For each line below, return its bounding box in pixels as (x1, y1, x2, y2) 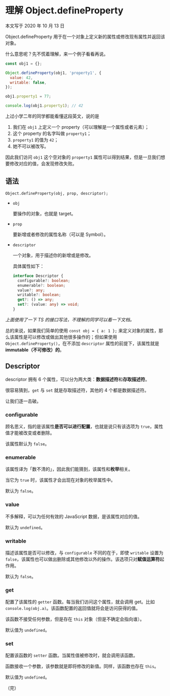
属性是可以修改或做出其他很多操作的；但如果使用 (14, 334, 117, 340)
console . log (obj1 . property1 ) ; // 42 (5, 103, 83, 108)
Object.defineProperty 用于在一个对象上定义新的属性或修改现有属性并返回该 (5, 33, 165, 39)
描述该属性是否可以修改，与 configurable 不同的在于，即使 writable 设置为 (5, 549, 163, 555)
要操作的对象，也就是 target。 (12, 210, 76, 216)
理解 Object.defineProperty (5, 5, 124, 16)
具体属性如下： (12, 263, 44, 269)
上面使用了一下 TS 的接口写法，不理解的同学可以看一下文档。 (5, 316, 134, 323)
